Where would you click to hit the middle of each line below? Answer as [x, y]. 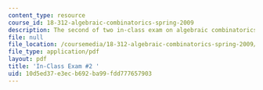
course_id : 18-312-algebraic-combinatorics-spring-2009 [101, 23]
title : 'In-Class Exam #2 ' [54, 67]
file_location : [33, 45]
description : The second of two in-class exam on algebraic [108, 30]
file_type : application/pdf [54, 52]
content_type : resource [47, 15]
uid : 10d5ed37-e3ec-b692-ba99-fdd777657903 [80, 74]
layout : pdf [27, 59]
